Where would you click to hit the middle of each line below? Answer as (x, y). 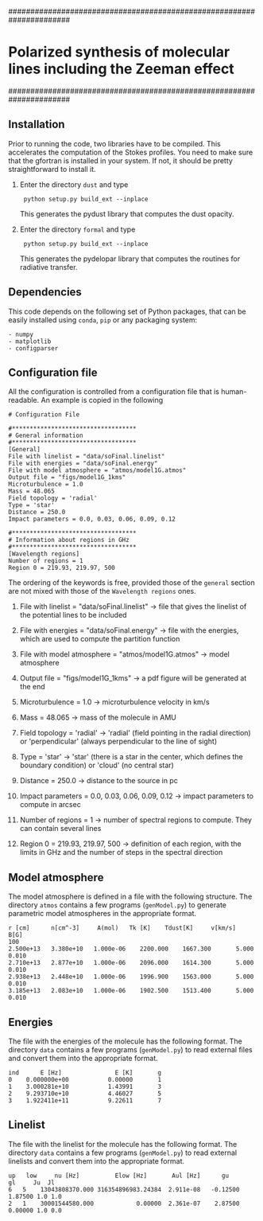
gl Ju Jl (32, 1182)
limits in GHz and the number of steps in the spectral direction (121, 852)
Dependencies (45, 293)
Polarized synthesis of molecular (119, 52)
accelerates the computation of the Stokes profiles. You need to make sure (131, 152)
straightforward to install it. (52, 169)
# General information (46, 436)
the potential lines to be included (73, 615)
